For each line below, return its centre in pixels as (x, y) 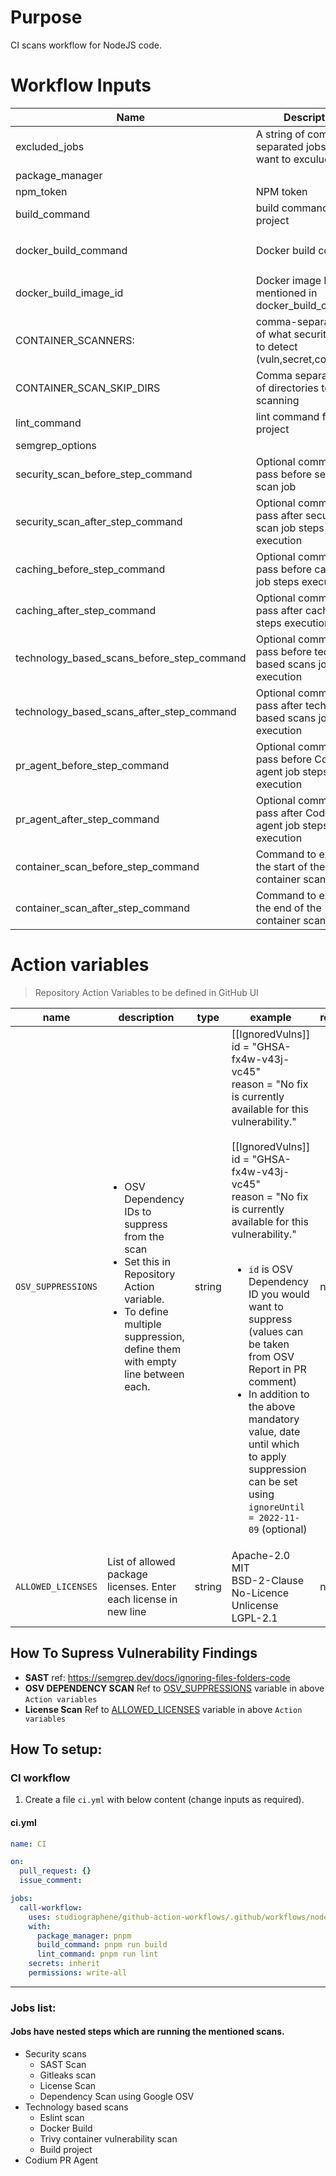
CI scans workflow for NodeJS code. (86, 45)
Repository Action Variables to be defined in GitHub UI (146, 992)
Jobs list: (33, 2008)
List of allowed (141, 1561)
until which (274, 1444)
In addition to (279, 1394)
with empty (150, 1361)
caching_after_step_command (86, 610)
